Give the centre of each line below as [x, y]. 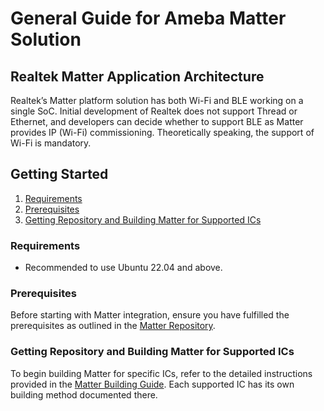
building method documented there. [84, 394]
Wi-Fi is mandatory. [51, 143]
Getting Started [59, 174]
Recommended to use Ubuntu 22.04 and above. [123, 268]
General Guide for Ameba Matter [148, 18]
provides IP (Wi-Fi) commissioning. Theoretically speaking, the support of [162, 132]
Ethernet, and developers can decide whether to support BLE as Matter [157, 121]
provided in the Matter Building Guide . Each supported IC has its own [152, 384]
